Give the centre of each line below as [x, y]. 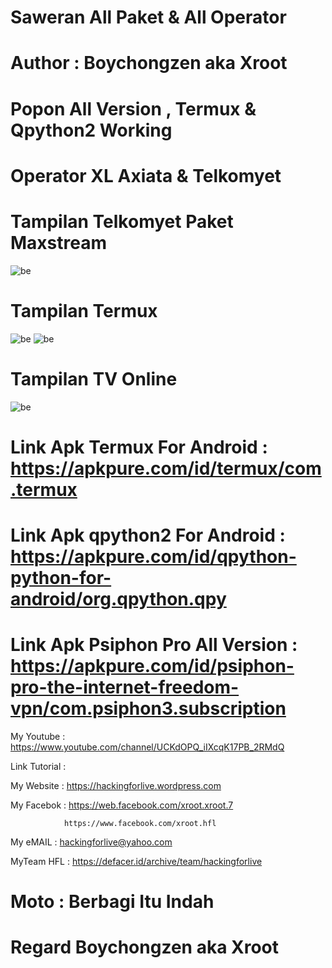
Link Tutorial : [38, 766]
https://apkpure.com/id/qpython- [153, 556]
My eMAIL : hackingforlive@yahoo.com [91, 842]
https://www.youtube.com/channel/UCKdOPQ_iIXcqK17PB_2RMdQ [147, 747]
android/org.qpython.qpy [118, 598]
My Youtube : [38, 736]
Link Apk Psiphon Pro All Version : [154, 645]
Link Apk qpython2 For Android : [148, 535]
